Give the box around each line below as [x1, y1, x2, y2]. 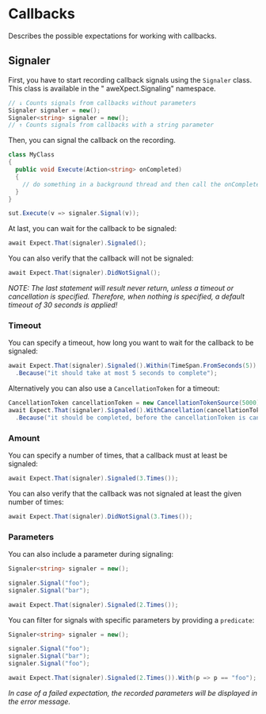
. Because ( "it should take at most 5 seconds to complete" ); [15, 369, 218, 377]
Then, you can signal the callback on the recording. [8, 136, 176, 145]
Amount [8, 432, 40, 443]
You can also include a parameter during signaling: [8, 550, 174, 559]
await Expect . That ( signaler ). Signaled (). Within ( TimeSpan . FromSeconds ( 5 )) [8, 362, 257, 370]
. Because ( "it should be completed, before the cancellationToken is [15, 414, 246, 422]
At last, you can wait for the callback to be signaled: [8, 224, 177, 233]
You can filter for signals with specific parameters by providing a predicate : [8, 615, 255, 624]
